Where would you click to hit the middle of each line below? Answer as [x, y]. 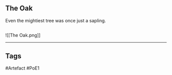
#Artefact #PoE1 [23, 68]
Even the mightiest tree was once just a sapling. [56, 20]
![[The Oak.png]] [23, 35]
